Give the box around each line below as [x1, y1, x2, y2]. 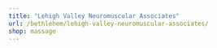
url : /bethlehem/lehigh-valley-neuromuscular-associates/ [8, 20, 209, 28]
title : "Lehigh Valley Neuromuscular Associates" [8, 11, 180, 20]
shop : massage [8, 27, 57, 35]
